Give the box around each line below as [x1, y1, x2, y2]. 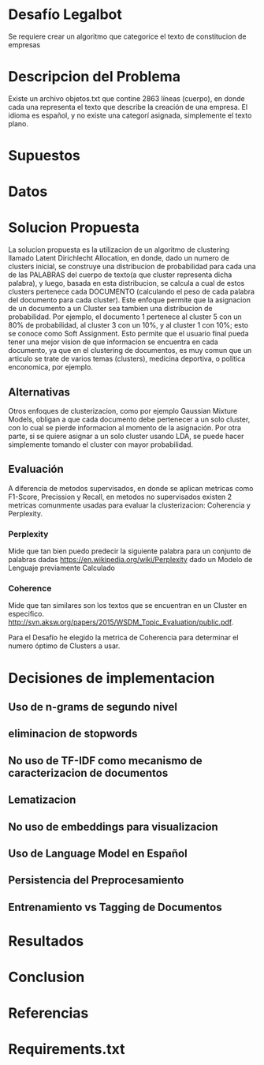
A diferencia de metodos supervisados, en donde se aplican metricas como [8, 483, 254, 493]
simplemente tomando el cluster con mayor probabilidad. [8, 440, 193, 449]
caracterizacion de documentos [8, 766, 169, 779]
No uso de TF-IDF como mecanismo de [8, 754, 203, 767]
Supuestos [8, 147, 81, 165]
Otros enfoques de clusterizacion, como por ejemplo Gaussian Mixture [8, 407, 238, 415]
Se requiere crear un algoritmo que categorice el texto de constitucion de [8, 32, 247, 41]
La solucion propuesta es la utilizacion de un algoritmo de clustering [8, 245, 230, 254]
